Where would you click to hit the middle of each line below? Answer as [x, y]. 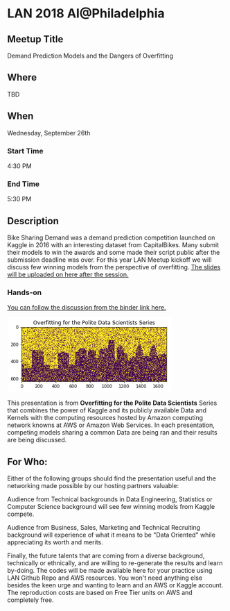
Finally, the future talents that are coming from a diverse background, [106, 556]
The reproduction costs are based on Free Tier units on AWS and [100, 593]
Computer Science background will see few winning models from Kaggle [111, 507]
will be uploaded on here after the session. [68, 275]
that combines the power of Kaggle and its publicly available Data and [107, 410]
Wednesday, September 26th [49, 133]
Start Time [25, 151]
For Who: [27, 461]
